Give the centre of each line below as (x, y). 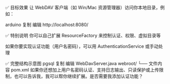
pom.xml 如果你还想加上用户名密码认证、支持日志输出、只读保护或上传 (85, 70)
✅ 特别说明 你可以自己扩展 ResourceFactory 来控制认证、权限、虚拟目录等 (83, 35)
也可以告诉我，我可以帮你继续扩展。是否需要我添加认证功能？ (78, 76)
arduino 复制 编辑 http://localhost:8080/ (47, 25)
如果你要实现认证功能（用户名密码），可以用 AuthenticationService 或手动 (82, 46)
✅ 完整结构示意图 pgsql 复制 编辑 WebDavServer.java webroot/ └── (77, 63)
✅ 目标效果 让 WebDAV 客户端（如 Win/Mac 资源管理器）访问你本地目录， (83, 7)
